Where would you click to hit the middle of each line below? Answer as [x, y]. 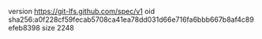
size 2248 [58, 28]
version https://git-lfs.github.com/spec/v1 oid [82, 11]
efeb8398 [24, 28]
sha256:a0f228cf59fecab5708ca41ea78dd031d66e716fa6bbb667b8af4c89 [131, 19]
